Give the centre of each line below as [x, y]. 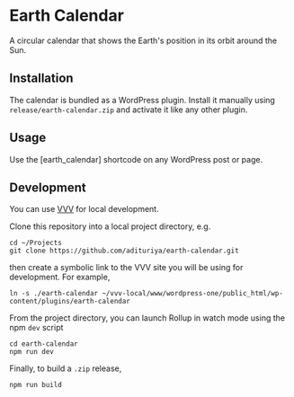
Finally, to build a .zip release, [66, 368]
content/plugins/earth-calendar [70, 302]
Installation [41, 79]
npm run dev [31, 352]
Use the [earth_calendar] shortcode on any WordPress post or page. [136, 159]
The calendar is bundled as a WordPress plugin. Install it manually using [143, 100]
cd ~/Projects [36, 243]
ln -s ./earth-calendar [54, 294]
